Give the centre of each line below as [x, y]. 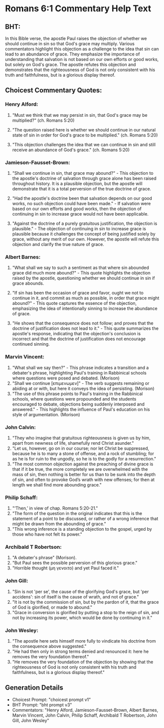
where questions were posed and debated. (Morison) [66, 378]
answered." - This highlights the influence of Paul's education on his [81, 409]
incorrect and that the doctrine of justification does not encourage [79, 339]
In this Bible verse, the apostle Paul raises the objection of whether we [76, 38]
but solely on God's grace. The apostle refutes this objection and [70, 65]
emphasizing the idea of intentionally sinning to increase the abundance [85, 309]
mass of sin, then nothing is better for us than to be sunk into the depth [84, 474]
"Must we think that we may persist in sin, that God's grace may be [80, 115]
